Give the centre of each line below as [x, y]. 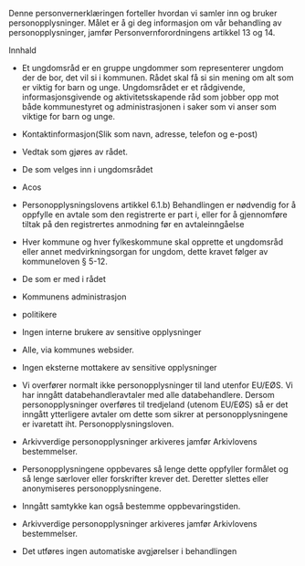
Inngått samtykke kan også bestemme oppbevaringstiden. [131, 506]
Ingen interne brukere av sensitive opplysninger [111, 332]
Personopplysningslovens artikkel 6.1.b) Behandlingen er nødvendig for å [159, 205]
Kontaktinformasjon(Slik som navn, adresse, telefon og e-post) [140, 134]
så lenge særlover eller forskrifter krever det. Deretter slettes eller [145, 479]
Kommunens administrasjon [74, 297]
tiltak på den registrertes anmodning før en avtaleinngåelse [133, 224]
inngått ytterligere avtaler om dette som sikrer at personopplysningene [155, 414]
